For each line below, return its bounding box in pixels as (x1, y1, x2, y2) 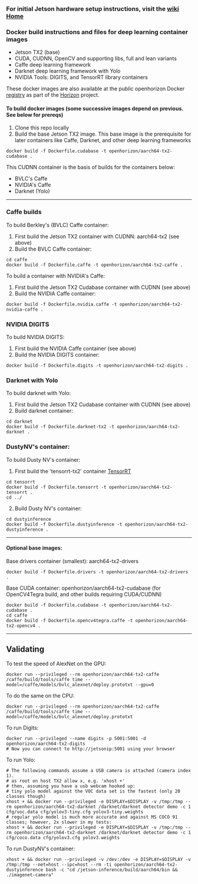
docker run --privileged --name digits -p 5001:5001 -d (6, 735, 146, 741)
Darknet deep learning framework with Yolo (14, 67, 121, 75)
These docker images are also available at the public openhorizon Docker (6, 85, 185, 93)
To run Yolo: (6, 756, 35, 763)
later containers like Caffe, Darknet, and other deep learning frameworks (14, 137, 192, 144)
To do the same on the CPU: (6, 692, 75, 699)
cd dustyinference (6, 516, 51, 522)
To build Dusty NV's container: (6, 456, 81, 463)
